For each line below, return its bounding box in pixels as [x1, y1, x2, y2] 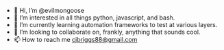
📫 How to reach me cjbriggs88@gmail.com [13, 36, 138, 43]
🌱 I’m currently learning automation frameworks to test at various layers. [13, 21, 218, 28]
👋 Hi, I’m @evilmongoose [13, 7, 84, 14]
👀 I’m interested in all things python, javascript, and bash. [13, 14, 175, 22]
